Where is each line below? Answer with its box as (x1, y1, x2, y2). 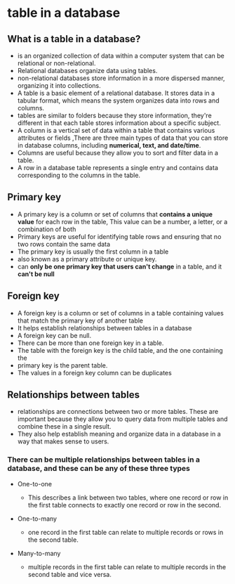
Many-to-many (17, 549, 61, 557)
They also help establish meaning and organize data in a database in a (17, 430, 221, 439)
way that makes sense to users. (17, 437, 109, 446)
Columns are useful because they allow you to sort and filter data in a (17, 149, 219, 157)
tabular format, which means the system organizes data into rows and (17, 96, 220, 105)
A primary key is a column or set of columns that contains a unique (17, 209, 213, 219)
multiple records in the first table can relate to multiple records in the (27, 562, 227, 571)
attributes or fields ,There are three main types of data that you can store (17, 134, 229, 142)
